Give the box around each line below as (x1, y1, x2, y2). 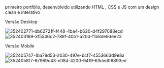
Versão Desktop (5, 19, 38, 24)
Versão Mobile (5, 43, 34, 48)
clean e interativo (5, 9, 40, 15)
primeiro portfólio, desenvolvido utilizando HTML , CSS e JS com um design (5, 4, 159, 10)
